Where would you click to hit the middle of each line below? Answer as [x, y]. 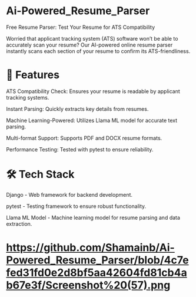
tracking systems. [28, 97]
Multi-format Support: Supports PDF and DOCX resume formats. [84, 138]
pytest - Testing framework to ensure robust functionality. [76, 206]
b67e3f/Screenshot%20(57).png [88, 285]
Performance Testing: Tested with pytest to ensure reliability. [80, 149]
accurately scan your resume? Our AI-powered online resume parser [89, 45]
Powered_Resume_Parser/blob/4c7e [98, 260]
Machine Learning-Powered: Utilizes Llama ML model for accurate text [92, 120]
